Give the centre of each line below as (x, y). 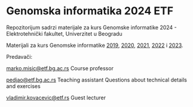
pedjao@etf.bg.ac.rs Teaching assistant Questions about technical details (96, 80)
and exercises (23, 86)
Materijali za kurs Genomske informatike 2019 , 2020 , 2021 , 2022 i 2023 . (95, 45)
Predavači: (19, 56)
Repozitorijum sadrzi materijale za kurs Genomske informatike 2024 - (92, 27)
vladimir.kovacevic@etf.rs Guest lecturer (56, 97)
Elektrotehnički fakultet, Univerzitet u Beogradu (64, 33)
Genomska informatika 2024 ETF (90, 11)
